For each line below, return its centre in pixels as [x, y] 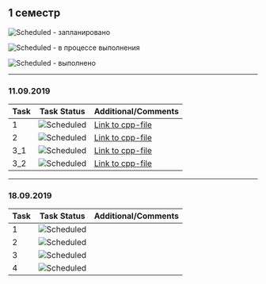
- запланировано [82, 32]
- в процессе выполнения [96, 48]
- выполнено [74, 63]
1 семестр [34, 13]
